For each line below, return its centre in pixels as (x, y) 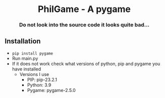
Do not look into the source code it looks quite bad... (84, 25)
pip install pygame (33, 53)
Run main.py (25, 58)
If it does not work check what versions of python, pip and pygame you (86, 63)
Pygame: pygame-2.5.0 (51, 90)
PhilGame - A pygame (84, 9)
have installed (26, 69)
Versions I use (34, 74)
